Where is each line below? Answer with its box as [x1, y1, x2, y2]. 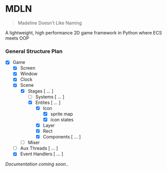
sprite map [50, 111, 73, 117]
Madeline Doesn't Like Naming [17, 20, 82, 26]
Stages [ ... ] [27, 88, 54, 94]
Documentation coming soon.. [5, 161, 69, 167]
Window [20, 71, 38, 77]
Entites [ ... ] [35, 99, 61, 106]
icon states [50, 116, 74, 122]
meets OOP [5, 35, 29, 41]
